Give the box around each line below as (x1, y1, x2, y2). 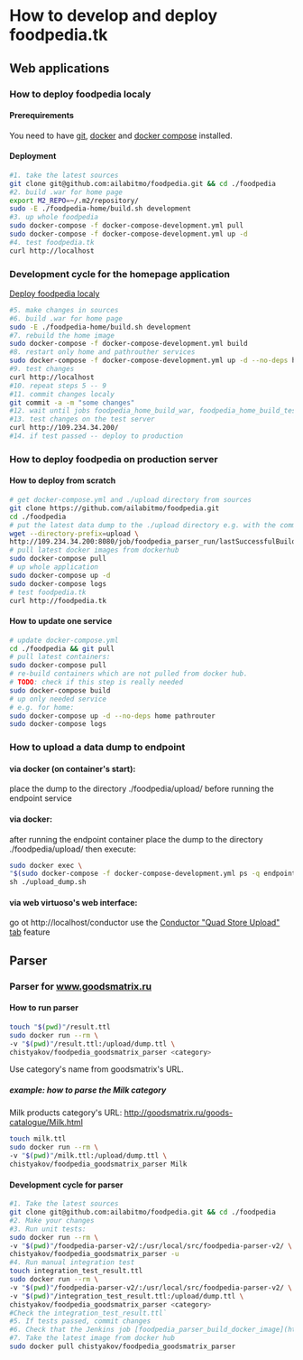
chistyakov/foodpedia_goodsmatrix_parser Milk (9, 1160, 188, 1169)
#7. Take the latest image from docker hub (9, 1334, 176, 1343)
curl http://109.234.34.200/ (9, 424, 119, 433)
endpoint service (9, 793, 72, 804)
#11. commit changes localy (9, 389, 115, 398)
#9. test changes (9, 365, 75, 374)
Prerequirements (9, 110, 75, 121)
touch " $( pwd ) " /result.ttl (9, 1022, 111, 1031)
